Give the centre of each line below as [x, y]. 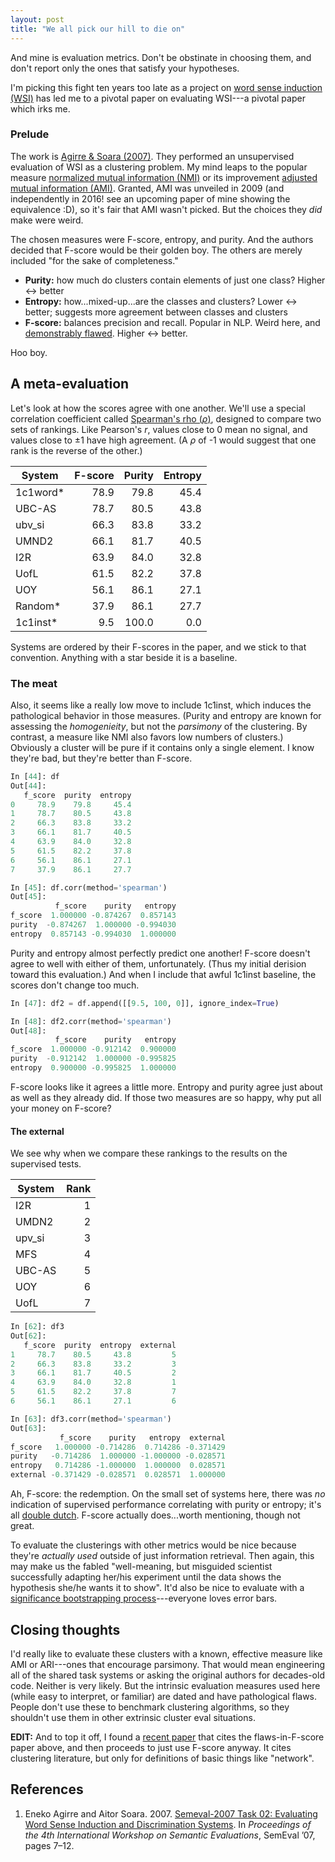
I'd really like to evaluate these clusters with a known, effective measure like [166, 1653]
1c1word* [40, 492]
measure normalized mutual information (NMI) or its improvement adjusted [164, 177]
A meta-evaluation [70, 384]
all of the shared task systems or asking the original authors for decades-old [167, 1675]
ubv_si [30, 524]
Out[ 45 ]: [28, 897]
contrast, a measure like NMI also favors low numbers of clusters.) [147, 737]
